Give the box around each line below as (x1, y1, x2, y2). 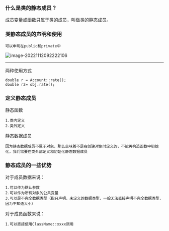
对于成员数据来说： (5, 174, 45, 180)
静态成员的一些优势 (5, 161, 52, 168)
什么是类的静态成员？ (5, 4, 57, 11)
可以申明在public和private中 (5, 43, 61, 48)
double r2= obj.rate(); (5, 82, 55, 87)
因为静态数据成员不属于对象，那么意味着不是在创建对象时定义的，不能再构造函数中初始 (5, 144, 159, 149)
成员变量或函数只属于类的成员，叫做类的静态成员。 (5, 17, 111, 23)
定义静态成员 (5, 94, 37, 101)
